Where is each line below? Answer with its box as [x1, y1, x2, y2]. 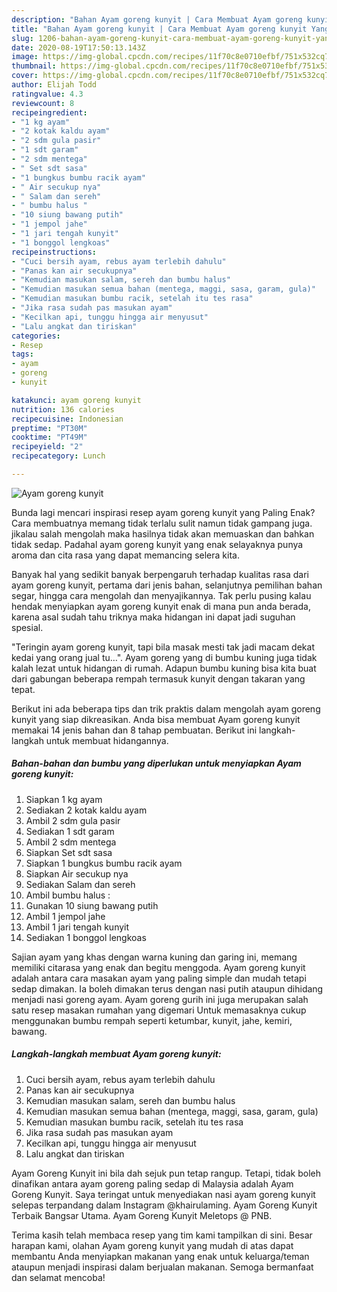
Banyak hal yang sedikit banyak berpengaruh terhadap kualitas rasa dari [11, 568, 309, 580]
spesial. [11, 621, 44, 633]
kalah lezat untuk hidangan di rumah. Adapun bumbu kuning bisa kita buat [11, 662, 317, 674]
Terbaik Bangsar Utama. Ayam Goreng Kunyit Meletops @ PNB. [11, 1209, 273, 1221]
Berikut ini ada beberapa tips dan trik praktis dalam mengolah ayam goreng [11, 702, 321, 715]
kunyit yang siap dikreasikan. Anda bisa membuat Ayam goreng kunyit [11, 713, 301, 725]
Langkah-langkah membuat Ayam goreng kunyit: [11, 1048, 222, 1060]
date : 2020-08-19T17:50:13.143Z [11, 42, 146, 53]
